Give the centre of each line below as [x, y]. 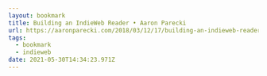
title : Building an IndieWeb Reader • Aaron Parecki [97, 23]
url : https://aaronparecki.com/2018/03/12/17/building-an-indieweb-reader [135, 30]
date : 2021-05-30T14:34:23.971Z [62, 60]
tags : [17, 38]
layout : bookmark [37, 15]
